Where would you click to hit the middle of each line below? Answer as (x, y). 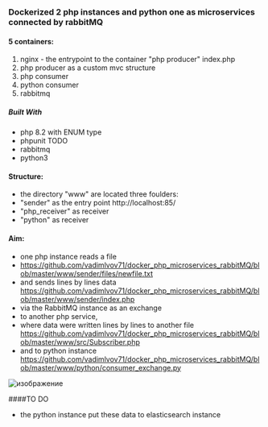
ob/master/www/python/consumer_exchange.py (101, 367)
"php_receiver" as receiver (64, 211)
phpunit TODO (44, 141)
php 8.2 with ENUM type (61, 132)
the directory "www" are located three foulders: (99, 194)
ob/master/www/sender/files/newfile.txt (87, 273)
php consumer (44, 77)
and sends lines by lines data (68, 282)
